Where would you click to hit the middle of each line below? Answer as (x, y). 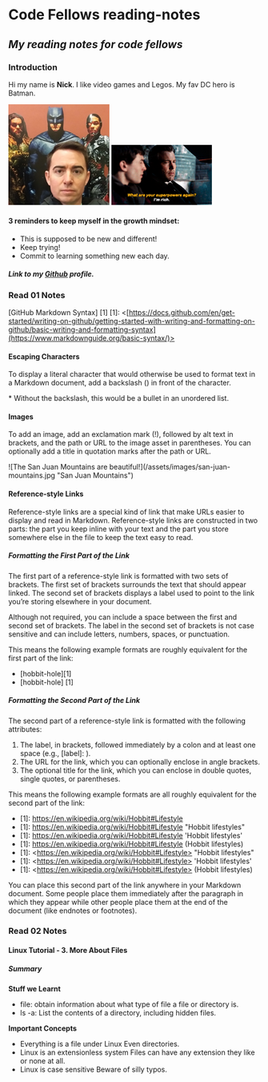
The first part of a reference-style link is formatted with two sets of (118, 575)
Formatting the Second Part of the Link (74, 700)
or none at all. (42, 1061)
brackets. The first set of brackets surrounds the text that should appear (127, 584)
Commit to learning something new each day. (94, 256)
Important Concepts (43, 1028)
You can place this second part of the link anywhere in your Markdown (125, 885)
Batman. (22, 93)
